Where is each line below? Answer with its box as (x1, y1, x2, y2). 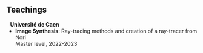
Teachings (6, 5, 47, 15)
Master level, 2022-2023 (15, 40, 78, 47)
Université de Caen (10, 20, 59, 28)
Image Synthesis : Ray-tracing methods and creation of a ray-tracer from (15, 27, 198, 34)
